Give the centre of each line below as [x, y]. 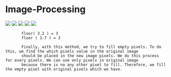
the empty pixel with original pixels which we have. [64, 69]
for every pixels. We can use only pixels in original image [72, 60]
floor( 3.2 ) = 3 [40, 33]
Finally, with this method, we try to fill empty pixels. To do [91, 47]
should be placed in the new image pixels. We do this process [90, 56]
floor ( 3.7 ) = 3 [41, 38]
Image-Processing [46, 9]
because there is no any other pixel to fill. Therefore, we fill [94, 65]
